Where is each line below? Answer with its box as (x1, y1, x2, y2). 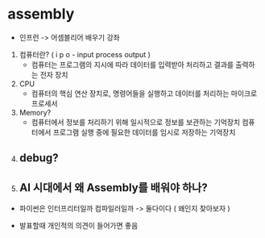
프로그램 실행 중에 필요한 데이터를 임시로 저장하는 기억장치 (52, 127, 236, 137)
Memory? (19, 107, 52, 117)
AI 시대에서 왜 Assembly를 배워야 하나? (19, 181, 208, 194)
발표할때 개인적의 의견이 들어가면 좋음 (19, 221, 139, 231)
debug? (19, 151, 59, 165)
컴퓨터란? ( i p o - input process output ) (19, 49, 151, 59)
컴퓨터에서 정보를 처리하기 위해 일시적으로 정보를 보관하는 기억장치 (31, 117, 241, 127)
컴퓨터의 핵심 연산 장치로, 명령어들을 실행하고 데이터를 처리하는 (31, 88, 230, 98)
